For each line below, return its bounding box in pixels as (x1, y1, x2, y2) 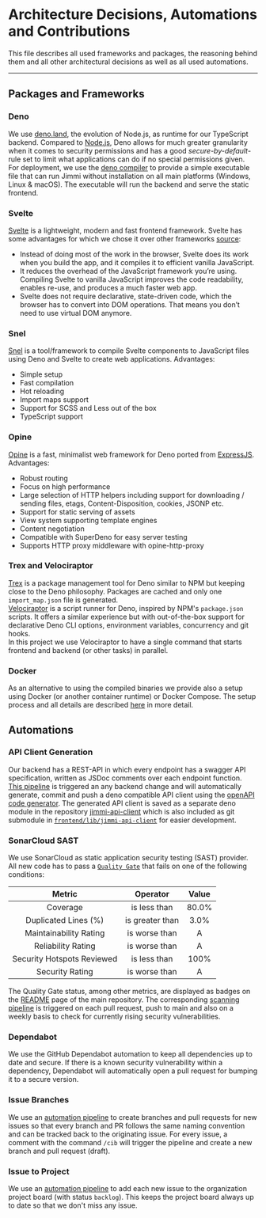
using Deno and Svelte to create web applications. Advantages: (8, 355, 215, 364)
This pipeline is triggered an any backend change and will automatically (8, 781, 241, 791)
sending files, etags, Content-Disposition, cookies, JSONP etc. (19, 499, 224, 508)
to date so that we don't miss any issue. (8, 1201, 138, 1210)
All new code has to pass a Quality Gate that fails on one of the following (8, 861, 248, 871)
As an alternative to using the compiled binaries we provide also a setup (8, 683, 243, 693)
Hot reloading (19, 386, 65, 397)
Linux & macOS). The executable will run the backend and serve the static (8, 180, 249, 189)
